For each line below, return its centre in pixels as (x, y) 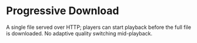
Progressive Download (63, 11)
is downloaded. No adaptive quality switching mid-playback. (79, 33)
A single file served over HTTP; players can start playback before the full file (98, 27)
